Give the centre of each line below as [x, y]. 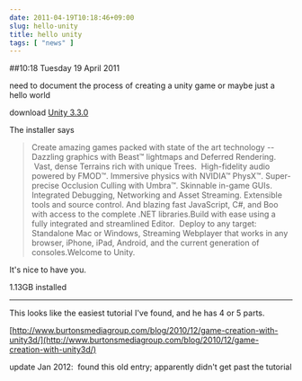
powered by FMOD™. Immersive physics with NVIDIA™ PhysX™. [147, 176]
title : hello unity [46, 34]
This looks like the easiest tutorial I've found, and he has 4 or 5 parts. [137, 313]
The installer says [42, 130]
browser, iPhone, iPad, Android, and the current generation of [145, 243]
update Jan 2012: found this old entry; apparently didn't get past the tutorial [151, 367]
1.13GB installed [38, 288]
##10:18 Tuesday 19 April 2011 [64, 68]
